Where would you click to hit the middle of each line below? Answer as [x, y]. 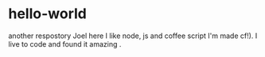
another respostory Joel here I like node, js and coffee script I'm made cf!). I [133, 36]
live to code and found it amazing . [65, 44]
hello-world [48, 14]
